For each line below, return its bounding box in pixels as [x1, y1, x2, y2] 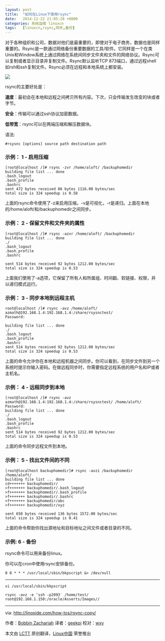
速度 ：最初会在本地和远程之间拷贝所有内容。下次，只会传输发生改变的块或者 [5, 94, 160, 100]
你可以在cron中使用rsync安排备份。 [5, 560, 78, 566]
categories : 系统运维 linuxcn [5, 21, 64, 26]
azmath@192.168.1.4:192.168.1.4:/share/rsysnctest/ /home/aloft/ [5, 400, 141, 405]
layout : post [5, 7, 32, 12]
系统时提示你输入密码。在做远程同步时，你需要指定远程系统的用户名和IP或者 [5, 364, 160, 370]
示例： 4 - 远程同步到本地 [5, 384, 65, 390]
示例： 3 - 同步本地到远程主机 [5, 294, 75, 301]
